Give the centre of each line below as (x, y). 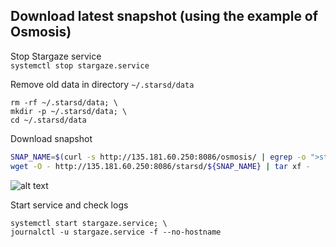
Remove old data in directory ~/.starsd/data (102, 84)
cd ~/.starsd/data (48, 120)
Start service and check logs (69, 205)
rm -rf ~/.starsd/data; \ (64, 102)
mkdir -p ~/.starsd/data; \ (69, 111)
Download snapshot (51, 138)
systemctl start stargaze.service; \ (89, 223)
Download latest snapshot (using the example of (164, 16)
